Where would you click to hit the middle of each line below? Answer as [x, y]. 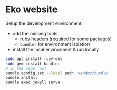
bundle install [21, 78]
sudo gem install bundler [33, 64]
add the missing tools [35, 33]
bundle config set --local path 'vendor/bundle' [58, 73]
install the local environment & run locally [56, 49]
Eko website [32, 9]
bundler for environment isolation [55, 44]
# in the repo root [26, 68]
